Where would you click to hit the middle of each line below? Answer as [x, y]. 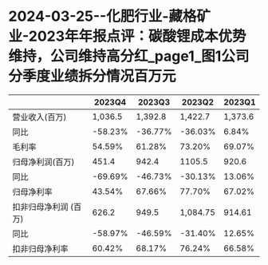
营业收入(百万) [39, 117]
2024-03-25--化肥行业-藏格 [102, 16]
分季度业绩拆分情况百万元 [93, 76]
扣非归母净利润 [41, 207]
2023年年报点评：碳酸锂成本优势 [137, 36]
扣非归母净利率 [41, 248]
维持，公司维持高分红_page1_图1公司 [129, 56]
